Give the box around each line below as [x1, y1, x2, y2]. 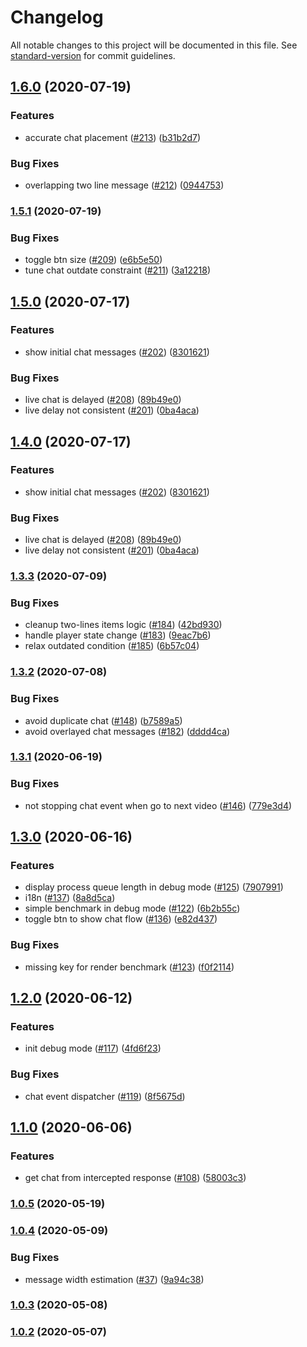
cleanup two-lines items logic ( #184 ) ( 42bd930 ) [24, 619, 223, 631]
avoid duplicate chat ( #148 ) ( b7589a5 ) [24, 714, 183, 726]
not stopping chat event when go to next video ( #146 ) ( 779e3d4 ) [24, 799, 293, 811]
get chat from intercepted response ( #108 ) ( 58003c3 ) [24, 1172, 247, 1184]
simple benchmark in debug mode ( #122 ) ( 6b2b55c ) [24, 902, 241, 915]
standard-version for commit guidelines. [10, 49, 176, 61]
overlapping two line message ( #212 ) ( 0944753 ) [24, 179, 225, 191]
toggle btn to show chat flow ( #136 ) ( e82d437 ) [24, 913, 218, 925]
